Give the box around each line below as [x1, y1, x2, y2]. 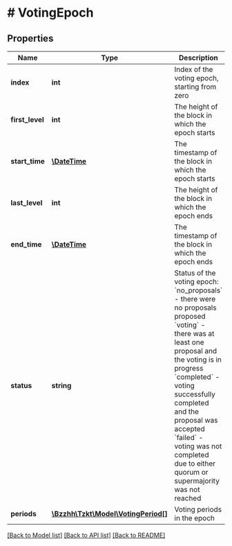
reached [174, 493, 202, 503]
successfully [174, 389, 215, 399]
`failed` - [174, 433, 204, 442]
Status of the [174, 268, 216, 278]
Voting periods [174, 504, 222, 514]
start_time [10, 157, 45, 166]
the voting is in [174, 355, 222, 364]
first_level [10, 115, 45, 124]
